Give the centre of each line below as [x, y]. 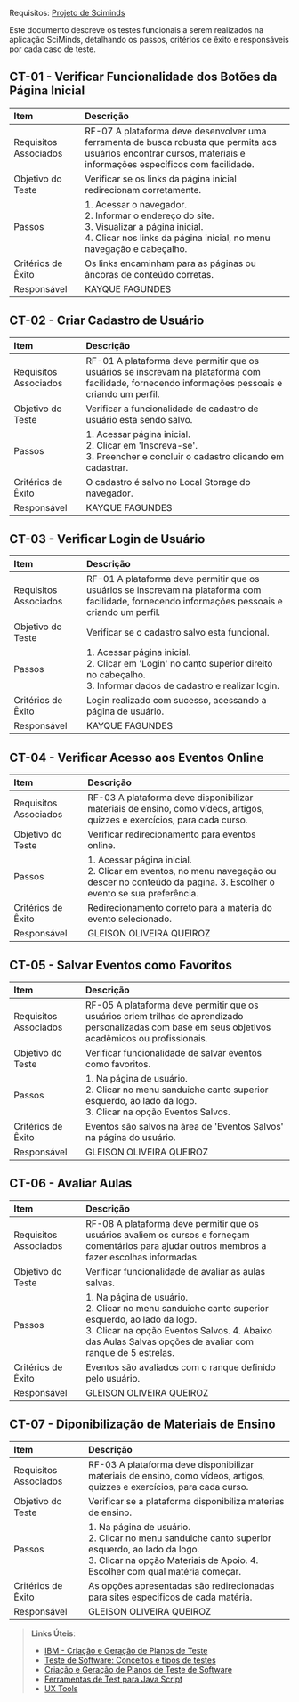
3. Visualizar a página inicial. [144, 226]
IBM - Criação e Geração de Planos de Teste [126, 1650]
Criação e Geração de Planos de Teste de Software [138, 1669]
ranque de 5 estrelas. [130, 1352]
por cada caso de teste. [53, 49]
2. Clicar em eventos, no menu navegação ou [182, 871]
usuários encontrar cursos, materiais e [165, 153]
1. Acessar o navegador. [136, 204]
